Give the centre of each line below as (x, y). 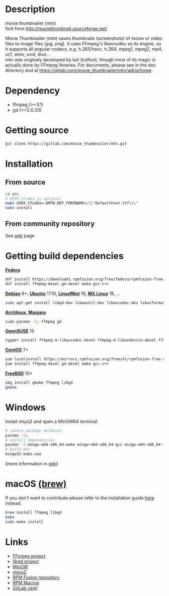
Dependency (33, 91)
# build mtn (18, 449)
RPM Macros (26, 582)
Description (30, 9)
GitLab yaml (25, 588)
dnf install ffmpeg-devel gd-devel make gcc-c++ (57, 284)
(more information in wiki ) (32, 463)
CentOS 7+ (17, 350)
